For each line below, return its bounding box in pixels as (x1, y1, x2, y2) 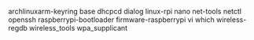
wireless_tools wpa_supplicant (28, 24, 128, 32)
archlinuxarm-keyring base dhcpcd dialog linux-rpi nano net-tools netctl (8, 7, 242, 16)
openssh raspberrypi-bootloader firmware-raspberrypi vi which (8, 15, 215, 24)
